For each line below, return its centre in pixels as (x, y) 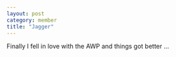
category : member (32, 20)
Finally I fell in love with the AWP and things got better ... (88, 47)
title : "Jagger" (30, 26)
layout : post (26, 14)
